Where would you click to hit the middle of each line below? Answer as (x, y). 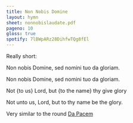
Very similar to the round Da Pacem (50, 114)
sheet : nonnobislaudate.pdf (41, 23)
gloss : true (21, 34)
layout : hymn (22, 17)
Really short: (21, 56)
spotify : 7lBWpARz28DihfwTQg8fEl (48, 39)
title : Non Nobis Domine (37, 12)
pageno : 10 (20, 28)
